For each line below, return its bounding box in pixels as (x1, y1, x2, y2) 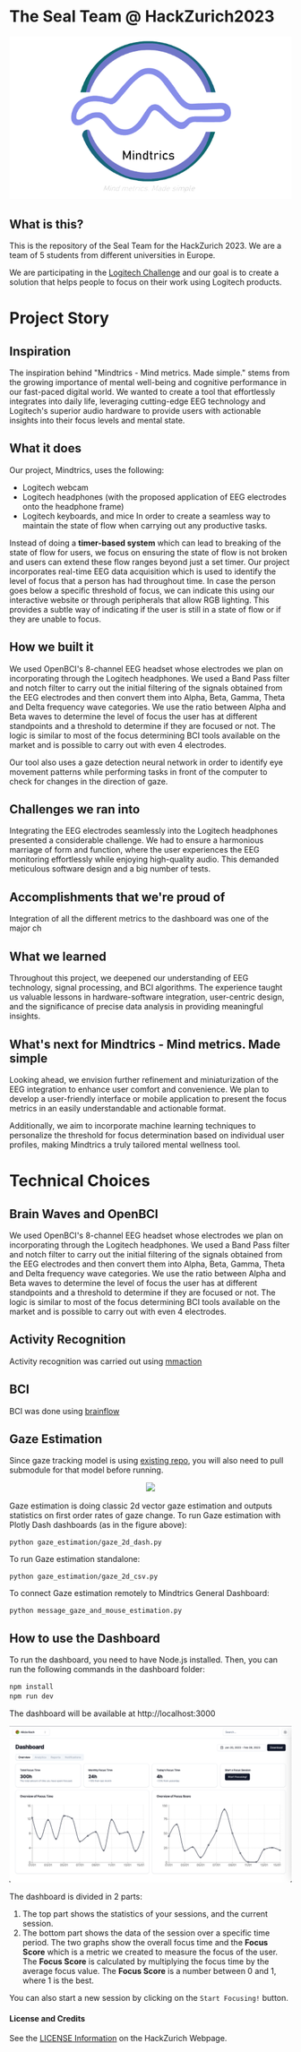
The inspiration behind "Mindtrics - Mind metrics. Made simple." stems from (9, 367, 290, 378)
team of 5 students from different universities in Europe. (9, 250, 216, 261)
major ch (9, 923, 42, 933)
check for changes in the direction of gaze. (9, 776, 168, 786)
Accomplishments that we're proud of (9, 889, 226, 905)
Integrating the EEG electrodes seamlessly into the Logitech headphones (9, 826, 279, 837)
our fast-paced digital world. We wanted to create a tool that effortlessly (9, 387, 276, 398)
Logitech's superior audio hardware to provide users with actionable (9, 406, 262, 416)
